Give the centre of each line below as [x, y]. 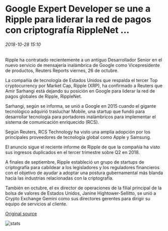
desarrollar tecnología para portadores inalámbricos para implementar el [81, 117]
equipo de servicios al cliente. [36, 204]
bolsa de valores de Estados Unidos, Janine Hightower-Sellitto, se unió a [81, 193]
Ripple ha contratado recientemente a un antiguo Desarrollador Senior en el [84, 60]
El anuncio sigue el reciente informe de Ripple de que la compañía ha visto [83, 147]
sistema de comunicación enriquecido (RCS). [52, 122]
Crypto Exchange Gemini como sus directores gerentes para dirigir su [78, 199]
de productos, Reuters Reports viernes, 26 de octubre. [62, 70]
